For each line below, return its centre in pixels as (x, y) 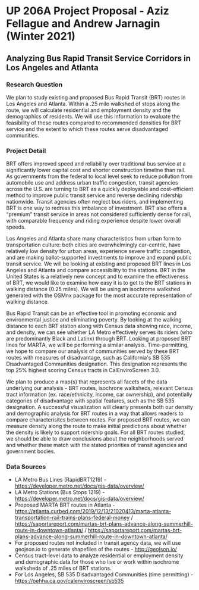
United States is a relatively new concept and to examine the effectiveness (97, 277)
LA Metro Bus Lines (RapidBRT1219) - (61, 480)
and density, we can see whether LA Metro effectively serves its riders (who (99, 332)
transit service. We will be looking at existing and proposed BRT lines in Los (99, 264)
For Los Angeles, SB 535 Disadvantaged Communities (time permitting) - (104, 575)
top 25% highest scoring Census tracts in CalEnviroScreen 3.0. (83, 370)
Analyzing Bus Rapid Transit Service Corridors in (99, 58)
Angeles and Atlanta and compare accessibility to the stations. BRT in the (96, 270)
